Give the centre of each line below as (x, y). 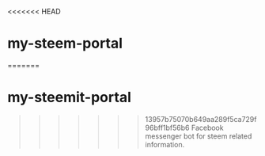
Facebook (207, 127)
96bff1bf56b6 (168, 127)
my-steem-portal (65, 44)
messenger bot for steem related (199, 136)
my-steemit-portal (69, 97)
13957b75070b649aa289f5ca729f (201, 119)
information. (165, 144)
